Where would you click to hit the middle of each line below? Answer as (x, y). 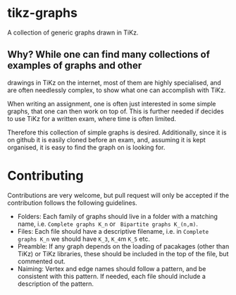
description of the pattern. (55, 284)
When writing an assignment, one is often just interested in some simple (112, 103)
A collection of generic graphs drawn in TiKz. (73, 32)
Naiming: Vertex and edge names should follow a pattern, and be (112, 268)
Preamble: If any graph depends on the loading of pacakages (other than (123, 246)
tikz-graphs (42, 13)
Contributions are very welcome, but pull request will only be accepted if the (118, 195)
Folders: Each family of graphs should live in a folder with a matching (118, 216)
